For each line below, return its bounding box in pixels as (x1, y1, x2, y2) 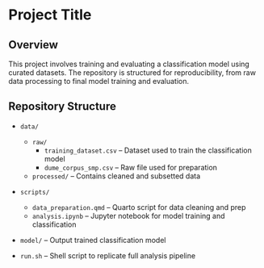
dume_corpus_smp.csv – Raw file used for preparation (44, 162, 218, 172)
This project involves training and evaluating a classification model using (8, 59, 250, 69)
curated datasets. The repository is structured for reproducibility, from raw (8, 68, 257, 77)
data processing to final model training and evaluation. (8, 77, 190, 86)
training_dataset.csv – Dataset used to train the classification (44, 145, 253, 155)
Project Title (8, 6, 92, 24)
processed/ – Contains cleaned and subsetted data (31, 171, 201, 181)
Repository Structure (8, 99, 117, 114)
